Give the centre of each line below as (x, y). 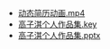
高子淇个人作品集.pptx (59, 35)
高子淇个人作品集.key (57, 24)
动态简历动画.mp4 (51, 13)
